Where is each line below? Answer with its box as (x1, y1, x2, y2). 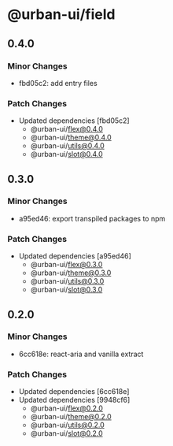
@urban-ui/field (7, 6, 116, 24)
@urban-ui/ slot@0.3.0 (30, 285, 103, 295)
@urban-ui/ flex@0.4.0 (30, 125, 104, 134)
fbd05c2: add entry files (18, 78, 98, 87)
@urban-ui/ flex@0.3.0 (30, 260, 103, 269)
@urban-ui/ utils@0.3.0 (30, 277, 105, 286)
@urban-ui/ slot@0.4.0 (30, 150, 103, 159)
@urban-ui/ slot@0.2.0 (30, 429, 103, 438)
